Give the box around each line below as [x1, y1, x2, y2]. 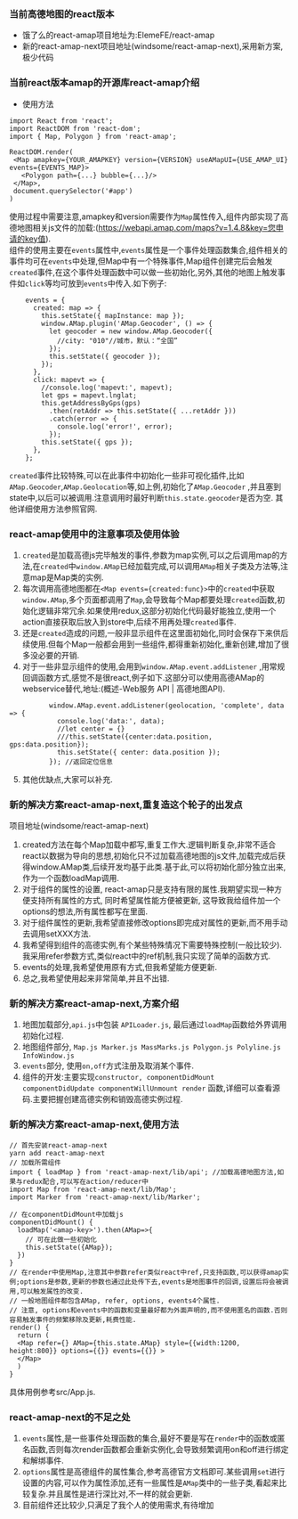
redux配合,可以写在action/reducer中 [21, 1177, 149, 1186]
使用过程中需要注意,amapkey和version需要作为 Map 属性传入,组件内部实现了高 [9, 211, 289, 222]
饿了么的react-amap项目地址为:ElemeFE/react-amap [21, 29, 215, 41]
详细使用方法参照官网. [16, 503, 98, 514]
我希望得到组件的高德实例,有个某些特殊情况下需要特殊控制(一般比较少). [21, 940, 283, 951]
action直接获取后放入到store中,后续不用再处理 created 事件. [21, 617, 237, 627]
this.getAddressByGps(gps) [41, 398, 141, 407]
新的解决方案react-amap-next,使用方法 [9, 1118, 180, 1131]
